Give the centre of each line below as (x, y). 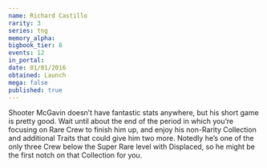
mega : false (28, 82)
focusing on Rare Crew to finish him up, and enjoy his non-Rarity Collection (132, 130)
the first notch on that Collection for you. (75, 155)
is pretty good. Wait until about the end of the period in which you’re (121, 122)
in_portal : (26, 61)
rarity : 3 (25, 23)
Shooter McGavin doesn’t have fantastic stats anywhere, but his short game (133, 113)
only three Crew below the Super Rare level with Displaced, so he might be (131, 147)
